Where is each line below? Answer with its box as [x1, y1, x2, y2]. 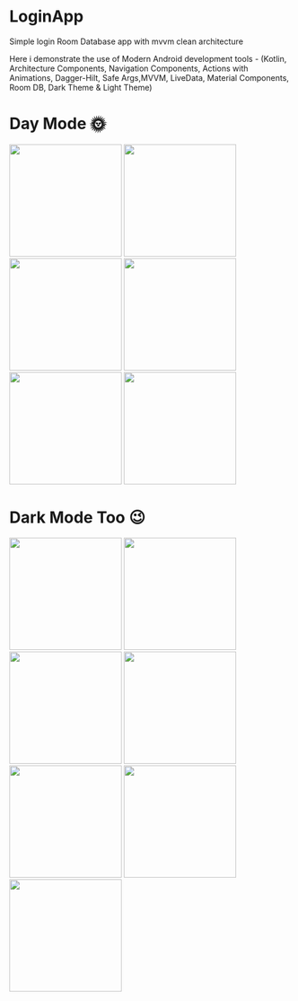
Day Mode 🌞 [9, 114, 106, 134]
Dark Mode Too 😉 [9, 507, 146, 528]
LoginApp [9, 6, 83, 27]
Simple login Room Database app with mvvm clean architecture [9, 36, 244, 47]
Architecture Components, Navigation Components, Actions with [9, 63, 249, 74]
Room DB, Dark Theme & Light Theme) [9, 82, 153, 92]
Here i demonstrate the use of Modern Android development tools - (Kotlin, [9, 53, 287, 64]
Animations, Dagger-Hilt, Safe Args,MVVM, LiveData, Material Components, [9, 72, 290, 83]
